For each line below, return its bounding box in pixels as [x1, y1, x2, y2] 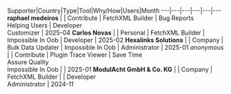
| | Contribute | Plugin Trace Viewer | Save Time [7, 50, 143, 59]
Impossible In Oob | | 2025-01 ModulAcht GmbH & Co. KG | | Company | [7, 66, 212, 73]
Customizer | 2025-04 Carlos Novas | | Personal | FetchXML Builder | [7, 28, 205, 37]
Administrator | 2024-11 [7, 80, 74, 88]
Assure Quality [7, 58, 50, 66]
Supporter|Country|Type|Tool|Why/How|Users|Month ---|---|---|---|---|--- [7, 7, 222, 15]
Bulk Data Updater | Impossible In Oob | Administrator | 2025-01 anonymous [7, 44, 224, 51]
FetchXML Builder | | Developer [7, 73, 97, 81]
